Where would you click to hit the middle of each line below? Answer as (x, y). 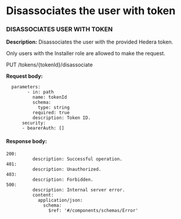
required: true (51, 113)
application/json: (60, 200)
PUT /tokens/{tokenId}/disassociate (50, 65)
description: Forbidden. (63, 180)
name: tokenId (50, 97)
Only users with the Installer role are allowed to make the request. (86, 54)
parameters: (26, 87)
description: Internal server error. (79, 190)
